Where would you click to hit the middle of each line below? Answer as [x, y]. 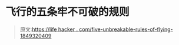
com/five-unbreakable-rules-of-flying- [126, 29]
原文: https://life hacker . [49, 29]
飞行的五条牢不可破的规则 [68, 12]
